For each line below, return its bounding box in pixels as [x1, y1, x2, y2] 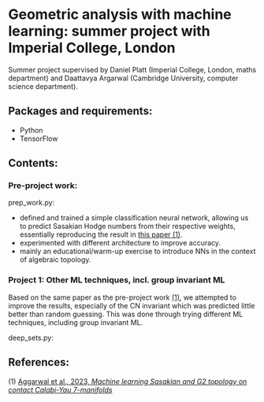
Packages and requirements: [8, 105, 153, 118]
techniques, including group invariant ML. [8, 317, 143, 327]
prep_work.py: [8, 198, 55, 208]
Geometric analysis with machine [8, 6, 232, 24]
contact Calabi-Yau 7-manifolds [8, 385, 113, 394]
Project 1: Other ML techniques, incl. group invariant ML [8, 275, 225, 286]
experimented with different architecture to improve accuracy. [19, 238, 221, 248]
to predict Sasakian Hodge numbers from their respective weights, [19, 222, 236, 231]
